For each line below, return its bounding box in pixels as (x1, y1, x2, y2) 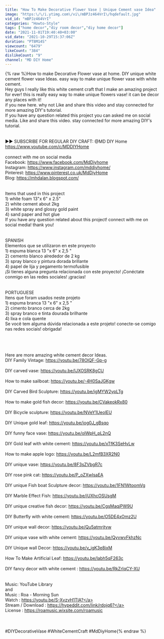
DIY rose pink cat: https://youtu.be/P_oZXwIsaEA (5, 472, 103, 478)
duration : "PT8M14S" (5, 39, 47, 44)
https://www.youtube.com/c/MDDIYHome (5, 144, 89, 150)
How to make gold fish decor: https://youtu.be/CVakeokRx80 (5, 399, 128, 405)
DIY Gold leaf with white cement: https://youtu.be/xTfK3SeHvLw (5, 441, 135, 447)
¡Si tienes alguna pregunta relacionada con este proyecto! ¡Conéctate (5, 269, 144, 275)
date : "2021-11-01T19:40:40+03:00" (5, 30, 78, 35)
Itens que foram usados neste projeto (5, 295, 81, 301)
